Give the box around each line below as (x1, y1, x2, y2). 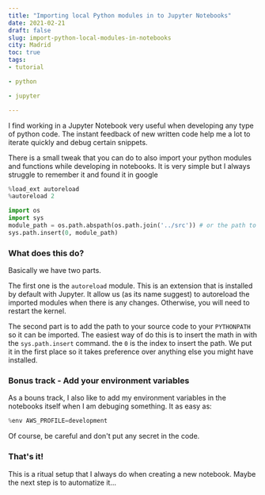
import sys (8, 214, 44, 222)
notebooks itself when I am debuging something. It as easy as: (8, 401, 212, 411)
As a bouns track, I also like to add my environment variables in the (8, 393, 227, 403)
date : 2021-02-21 (8, 19, 66, 27)
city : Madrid (8, 41, 51, 49)
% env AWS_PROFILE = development (8, 417, 108, 425)
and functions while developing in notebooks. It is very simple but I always (8, 161, 251, 171)
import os (8, 207, 41, 215)
